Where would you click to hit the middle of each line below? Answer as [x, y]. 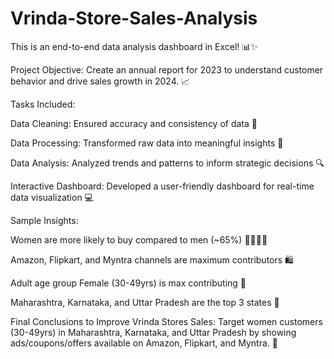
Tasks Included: [43, 104]
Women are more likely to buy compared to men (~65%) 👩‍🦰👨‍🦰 [139, 239]
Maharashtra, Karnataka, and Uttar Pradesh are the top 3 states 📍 [145, 302]
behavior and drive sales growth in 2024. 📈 [100, 81]
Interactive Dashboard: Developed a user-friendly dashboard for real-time [162, 186]
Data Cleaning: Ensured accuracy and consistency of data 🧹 [134, 123]
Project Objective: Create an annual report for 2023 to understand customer [167, 69]
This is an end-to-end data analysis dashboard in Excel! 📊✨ [134, 46]
